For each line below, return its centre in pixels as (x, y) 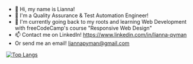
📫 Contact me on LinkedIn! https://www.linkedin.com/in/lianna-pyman (101, 35)
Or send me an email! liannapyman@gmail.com (72, 43)
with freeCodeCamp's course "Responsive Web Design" (83, 28)
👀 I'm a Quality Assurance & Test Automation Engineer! (82, 15)
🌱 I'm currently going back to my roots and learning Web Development (101, 22)
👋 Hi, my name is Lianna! (45, 9)
